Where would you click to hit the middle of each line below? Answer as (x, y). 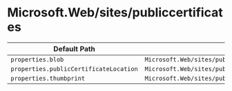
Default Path (74, 49)
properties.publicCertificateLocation (74, 69)
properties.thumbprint (48, 78)
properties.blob (37, 59)
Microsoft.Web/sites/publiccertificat (115, 13)
